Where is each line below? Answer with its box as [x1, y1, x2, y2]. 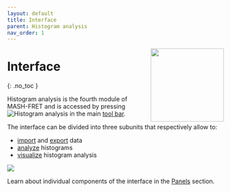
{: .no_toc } [7, 82, 38, 90]
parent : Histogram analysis [7, 23, 88, 30]
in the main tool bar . [69, 109, 126, 118]
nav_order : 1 [7, 29, 45, 36]
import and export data [16, 136, 82, 145]
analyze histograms [16, 144, 74, 152]
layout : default [7, 10, 54, 17]
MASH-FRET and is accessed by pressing [7, 103, 126, 111]
